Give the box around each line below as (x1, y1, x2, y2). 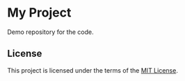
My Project (7, 5, 72, 21)
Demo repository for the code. (7, 28, 94, 36)
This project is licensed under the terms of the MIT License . (7, 66, 179, 74)
